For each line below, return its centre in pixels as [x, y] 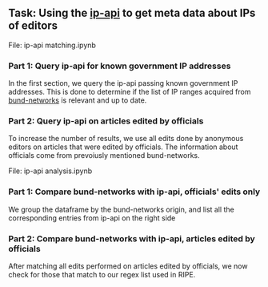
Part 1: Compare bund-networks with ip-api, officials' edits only [134, 192]
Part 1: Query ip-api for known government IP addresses [120, 66]
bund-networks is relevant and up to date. [78, 100]
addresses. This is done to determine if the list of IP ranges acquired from [130, 92]
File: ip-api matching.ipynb [52, 45]
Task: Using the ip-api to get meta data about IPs [132, 13]
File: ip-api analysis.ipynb [50, 171]
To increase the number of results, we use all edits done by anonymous [126, 139]
